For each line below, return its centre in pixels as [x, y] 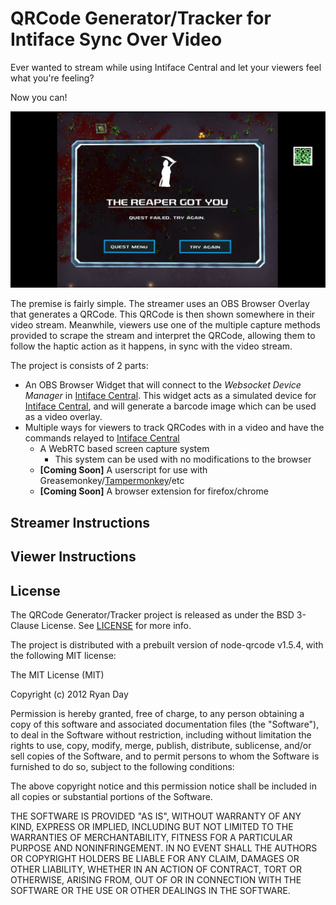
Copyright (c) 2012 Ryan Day [69, 694]
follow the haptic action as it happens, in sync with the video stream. [151, 346]
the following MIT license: [63, 656]
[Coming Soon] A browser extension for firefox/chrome [154, 491]
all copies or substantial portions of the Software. [111, 797]
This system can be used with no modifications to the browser [183, 459]
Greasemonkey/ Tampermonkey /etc [112, 481]
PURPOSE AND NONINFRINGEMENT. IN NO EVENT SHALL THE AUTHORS [164, 848]
